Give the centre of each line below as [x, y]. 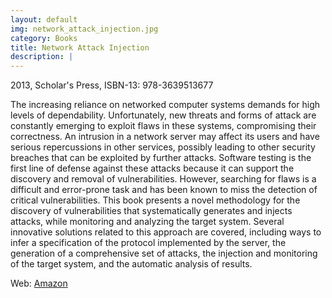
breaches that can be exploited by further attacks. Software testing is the [161, 158]
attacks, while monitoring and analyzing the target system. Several [147, 222]
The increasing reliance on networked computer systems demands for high [165, 105]
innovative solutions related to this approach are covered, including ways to [166, 232]
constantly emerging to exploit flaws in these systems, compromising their [163, 126]
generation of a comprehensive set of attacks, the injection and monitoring [164, 253]
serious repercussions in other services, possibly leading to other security [163, 147]
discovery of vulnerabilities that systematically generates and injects [151, 211]
